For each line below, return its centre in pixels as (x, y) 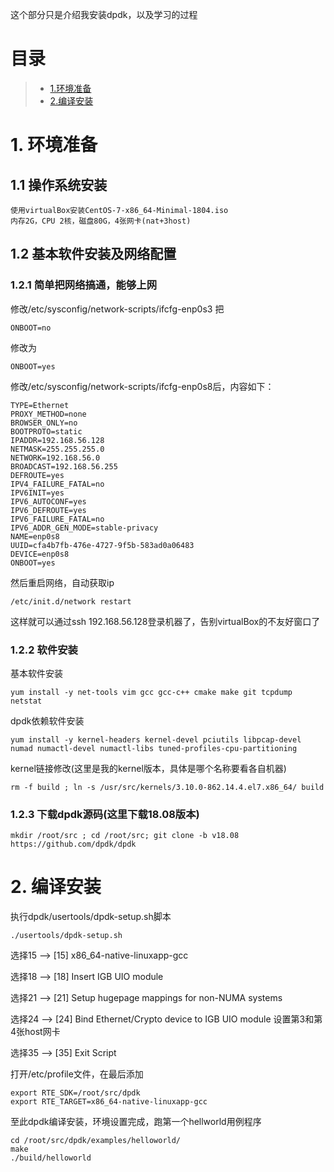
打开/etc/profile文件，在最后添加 (77, 1074)
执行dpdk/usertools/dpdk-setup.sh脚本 (91, 917)
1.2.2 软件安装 (44, 650)
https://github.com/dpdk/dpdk (73, 844)
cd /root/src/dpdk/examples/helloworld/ (96, 1141)
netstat (26, 701)
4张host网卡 (35, 1032)
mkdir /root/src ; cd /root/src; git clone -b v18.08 (125, 836)
